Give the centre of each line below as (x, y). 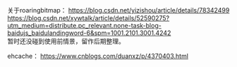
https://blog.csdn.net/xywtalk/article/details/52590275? (89, 18)
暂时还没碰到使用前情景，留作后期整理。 (66, 41)
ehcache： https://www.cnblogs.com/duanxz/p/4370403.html (98, 56)
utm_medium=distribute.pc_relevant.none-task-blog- (85, 25)
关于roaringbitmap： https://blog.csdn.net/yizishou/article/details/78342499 (119, 10)
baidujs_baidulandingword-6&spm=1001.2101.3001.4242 (89, 33)
